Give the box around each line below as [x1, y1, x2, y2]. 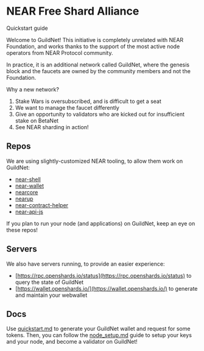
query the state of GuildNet [15, 278, 84, 286]
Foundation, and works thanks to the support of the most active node [6, 43, 180, 50]
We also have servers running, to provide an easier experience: [6, 260, 165, 268]
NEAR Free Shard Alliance [6, 4, 139, 18]
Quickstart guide [6, 24, 48, 32]
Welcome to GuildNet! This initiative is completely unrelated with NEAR [6, 36, 184, 43]
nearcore [15, 188, 38, 196]
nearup [15, 195, 33, 202]
